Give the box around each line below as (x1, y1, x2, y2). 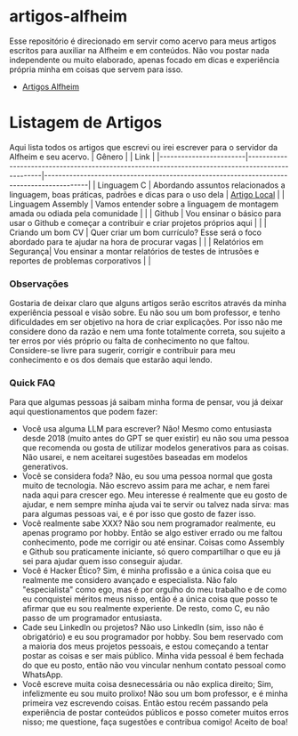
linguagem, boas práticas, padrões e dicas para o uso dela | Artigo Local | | (9, 189, 285, 199)
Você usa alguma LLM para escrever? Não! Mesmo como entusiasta (21, 424, 272, 434)
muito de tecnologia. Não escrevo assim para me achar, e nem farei (21, 481, 270, 491)
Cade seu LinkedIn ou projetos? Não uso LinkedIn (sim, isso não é (21, 622, 264, 633)
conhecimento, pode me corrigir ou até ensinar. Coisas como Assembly (21, 537, 285, 548)
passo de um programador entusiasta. (21, 612, 163, 624)
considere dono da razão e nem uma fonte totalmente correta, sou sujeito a (9, 327, 286, 337)
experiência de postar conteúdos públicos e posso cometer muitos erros (21, 708, 289, 718)
